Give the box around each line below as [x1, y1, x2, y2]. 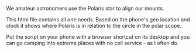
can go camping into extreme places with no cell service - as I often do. [6, 40, 179, 46]
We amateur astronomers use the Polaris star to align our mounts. [6, 5, 164, 12]
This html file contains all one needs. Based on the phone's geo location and [6, 16, 190, 23]
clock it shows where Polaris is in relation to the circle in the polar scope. [6, 23, 182, 29]
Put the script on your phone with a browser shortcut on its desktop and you [6, 34, 190, 40]
